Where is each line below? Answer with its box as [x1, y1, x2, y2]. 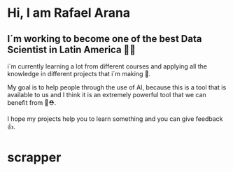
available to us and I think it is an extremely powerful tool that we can [7, 91, 206, 99]
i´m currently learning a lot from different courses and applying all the [7, 62, 208, 71]
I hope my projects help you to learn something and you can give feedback [7, 115, 223, 123]
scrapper [7, 150, 62, 166]
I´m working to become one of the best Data [7, 33, 202, 45]
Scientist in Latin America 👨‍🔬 [7, 43, 136, 55]
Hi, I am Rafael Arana [7, 5, 131, 21]
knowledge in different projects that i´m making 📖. [7, 70, 151, 78]
